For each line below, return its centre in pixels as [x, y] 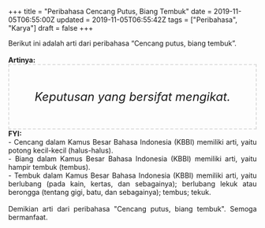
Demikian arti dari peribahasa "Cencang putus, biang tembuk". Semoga [132, 209]
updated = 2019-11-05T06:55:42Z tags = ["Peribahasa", [147, 20]
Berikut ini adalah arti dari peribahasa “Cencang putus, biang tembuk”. [122, 43]
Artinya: [22, 60]
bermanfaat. [28, 217]
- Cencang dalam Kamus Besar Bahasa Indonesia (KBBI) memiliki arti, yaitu [132, 142]
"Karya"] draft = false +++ [51, 28]
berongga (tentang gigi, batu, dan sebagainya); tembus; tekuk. [110, 192]
